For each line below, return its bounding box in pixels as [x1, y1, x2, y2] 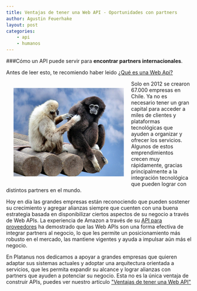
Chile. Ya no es [131, 93, 168, 100]
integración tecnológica [131, 174, 189, 181]
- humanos [16, 41, 41, 47]
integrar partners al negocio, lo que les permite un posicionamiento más [6, 230, 181, 236]
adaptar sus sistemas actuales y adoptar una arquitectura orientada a [6, 260, 175, 266]
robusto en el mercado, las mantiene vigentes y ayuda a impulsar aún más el [6, 236, 192, 243]
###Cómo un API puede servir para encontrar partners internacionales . [6, 58, 183, 64]
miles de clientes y [131, 112, 176, 118]
